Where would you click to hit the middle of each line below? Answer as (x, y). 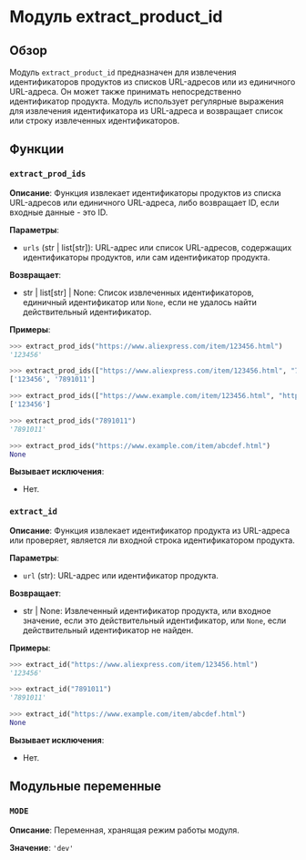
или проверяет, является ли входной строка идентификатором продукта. (153, 540)
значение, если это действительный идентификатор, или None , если (154, 620)
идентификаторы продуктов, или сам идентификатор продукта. (146, 257)
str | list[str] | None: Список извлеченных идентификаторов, (138, 292)
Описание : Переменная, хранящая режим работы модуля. (124, 830)
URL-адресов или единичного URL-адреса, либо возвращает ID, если (144, 202)
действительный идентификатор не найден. (108, 630)
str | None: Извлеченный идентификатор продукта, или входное (147, 610)
